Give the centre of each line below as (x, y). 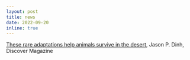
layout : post (22, 11)
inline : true (22, 28)
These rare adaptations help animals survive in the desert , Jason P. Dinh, (95, 45)
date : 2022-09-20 (28, 22)
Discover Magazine (30, 51)
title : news (21, 17)
